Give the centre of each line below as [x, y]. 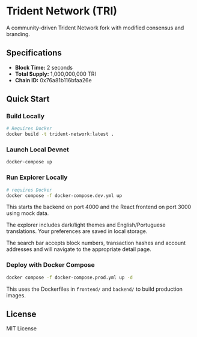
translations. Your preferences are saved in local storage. [77, 231]
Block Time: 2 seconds [44, 67]
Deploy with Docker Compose [50, 265]
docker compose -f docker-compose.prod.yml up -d [70, 278]
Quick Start [28, 99]
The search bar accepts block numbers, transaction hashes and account [96, 243]
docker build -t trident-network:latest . [60, 134]
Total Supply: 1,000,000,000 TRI [55, 74]
